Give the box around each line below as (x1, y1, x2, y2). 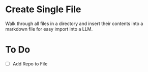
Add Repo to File (12, 60, 48, 67)
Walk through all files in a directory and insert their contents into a (5, 20, 143, 27)
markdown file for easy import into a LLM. (5, 26, 93, 32)
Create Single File (5, 4, 81, 15)
